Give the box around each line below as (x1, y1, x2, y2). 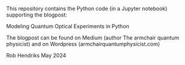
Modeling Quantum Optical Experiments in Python (6, 23, 130, 30)
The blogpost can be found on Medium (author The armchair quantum (6, 34, 180, 41)
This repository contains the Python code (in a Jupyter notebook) (6, 5, 168, 12)
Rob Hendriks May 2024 (6, 52, 66, 58)
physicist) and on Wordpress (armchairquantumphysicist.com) (6, 41, 160, 47)
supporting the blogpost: (6, 11, 68, 18)
